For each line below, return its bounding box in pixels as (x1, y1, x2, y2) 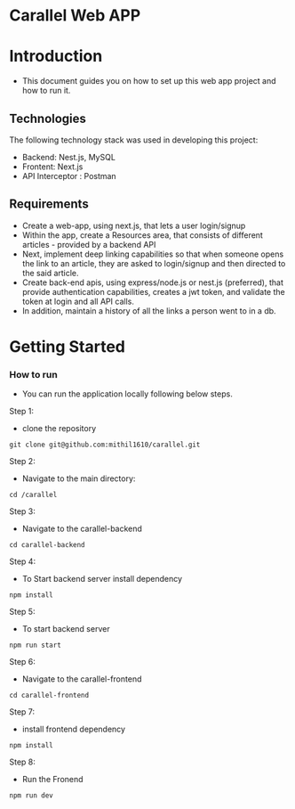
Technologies (9, 110, 87, 126)
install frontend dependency (21, 723, 126, 735)
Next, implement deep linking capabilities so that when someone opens (21, 249, 284, 259)
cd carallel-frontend (9, 691, 90, 700)
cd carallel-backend (9, 541, 86, 550)
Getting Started (9, 336, 126, 356)
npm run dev (9, 791, 53, 800)
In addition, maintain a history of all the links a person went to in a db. (21, 305, 277, 316)
